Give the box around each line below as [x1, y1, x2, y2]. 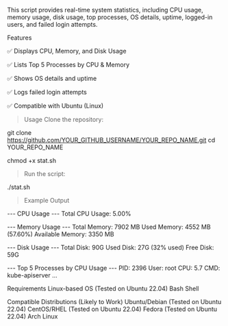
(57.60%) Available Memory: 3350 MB [7, 230, 114, 238]
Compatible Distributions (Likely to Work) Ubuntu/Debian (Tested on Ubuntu [7, 298, 222, 305]
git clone [7, 129, 32, 136]
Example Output [23, 197, 70, 204]
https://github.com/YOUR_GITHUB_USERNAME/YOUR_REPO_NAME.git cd [7, 136, 216, 144]
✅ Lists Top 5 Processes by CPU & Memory [7, 61, 130, 68]
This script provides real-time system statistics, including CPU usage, [7, 6, 203, 14]
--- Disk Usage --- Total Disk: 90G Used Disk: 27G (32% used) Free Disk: [7, 243, 214, 251]
